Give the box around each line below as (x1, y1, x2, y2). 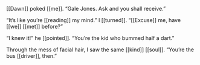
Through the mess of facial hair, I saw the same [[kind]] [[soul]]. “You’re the (6, 46, 195, 53)
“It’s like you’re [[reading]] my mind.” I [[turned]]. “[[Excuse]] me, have (6, 17, 181, 23)
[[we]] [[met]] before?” (6, 23, 63, 30)
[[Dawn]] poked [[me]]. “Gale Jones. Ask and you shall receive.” (6, 5, 166, 12)
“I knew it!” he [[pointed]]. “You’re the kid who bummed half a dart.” (6, 35, 175, 41)
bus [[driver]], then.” (6, 52, 57, 59)
